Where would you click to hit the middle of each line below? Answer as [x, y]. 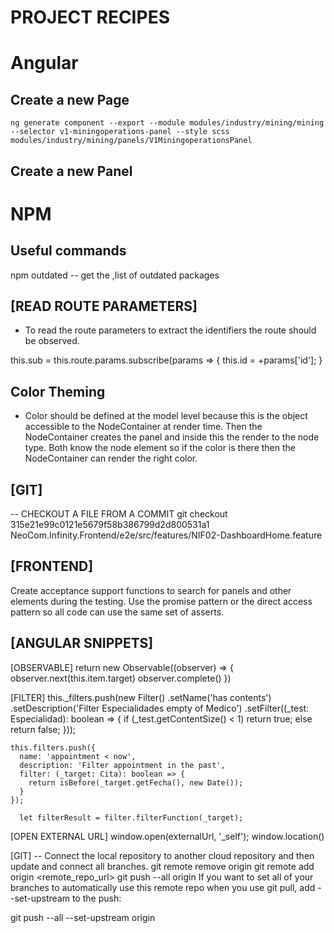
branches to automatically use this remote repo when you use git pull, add [163, 887]
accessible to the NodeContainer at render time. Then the [143, 427]
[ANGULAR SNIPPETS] [82, 643]
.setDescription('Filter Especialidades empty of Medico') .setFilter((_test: [160, 708]
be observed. [52, 341]
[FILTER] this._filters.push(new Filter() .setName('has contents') [141, 697]
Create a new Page [70, 99]
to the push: [96, 898]
